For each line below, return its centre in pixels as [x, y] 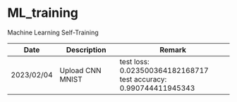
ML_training [43, 13]
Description [86, 49]
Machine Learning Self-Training [53, 32]
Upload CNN [80, 70]
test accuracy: [143, 79]
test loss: [134, 61]
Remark [173, 49]
